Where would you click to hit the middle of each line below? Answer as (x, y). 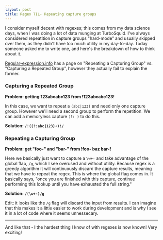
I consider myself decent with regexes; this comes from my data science (78, 28)
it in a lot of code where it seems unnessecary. (52, 213)
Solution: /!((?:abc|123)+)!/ (34, 126)
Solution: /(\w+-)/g (25, 194)
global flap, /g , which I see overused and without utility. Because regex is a (80, 164)
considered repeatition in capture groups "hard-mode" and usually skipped (80, 38)
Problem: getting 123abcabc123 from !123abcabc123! (60, 96)
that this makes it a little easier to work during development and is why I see (81, 208)
